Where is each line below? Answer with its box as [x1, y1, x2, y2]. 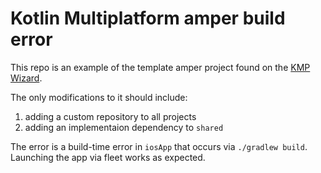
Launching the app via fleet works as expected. [10, 151, 206, 163]
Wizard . [10, 72, 43, 84]
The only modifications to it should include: [10, 91, 188, 103]
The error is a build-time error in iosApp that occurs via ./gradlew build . [10, 140, 308, 152]
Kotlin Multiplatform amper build [10, 7, 286, 30]
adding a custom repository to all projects [24, 110, 197, 122]
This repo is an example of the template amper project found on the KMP [10, 61, 311, 73]
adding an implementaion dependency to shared [24, 121, 224, 133]
